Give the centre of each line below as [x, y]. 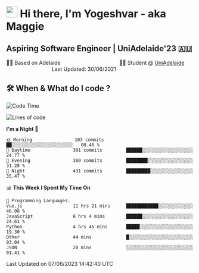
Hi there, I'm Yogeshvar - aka [93, 14]
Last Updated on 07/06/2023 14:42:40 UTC [60, 263]
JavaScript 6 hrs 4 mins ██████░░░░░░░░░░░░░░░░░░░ [100, 216]
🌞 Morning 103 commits [55, 140]
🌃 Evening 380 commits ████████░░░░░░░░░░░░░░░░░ [100, 161]
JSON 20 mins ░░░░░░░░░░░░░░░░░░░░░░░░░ [100, 247]
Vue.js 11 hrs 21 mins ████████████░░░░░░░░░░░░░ [100, 206]
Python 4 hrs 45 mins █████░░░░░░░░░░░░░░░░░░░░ [100, 227]
